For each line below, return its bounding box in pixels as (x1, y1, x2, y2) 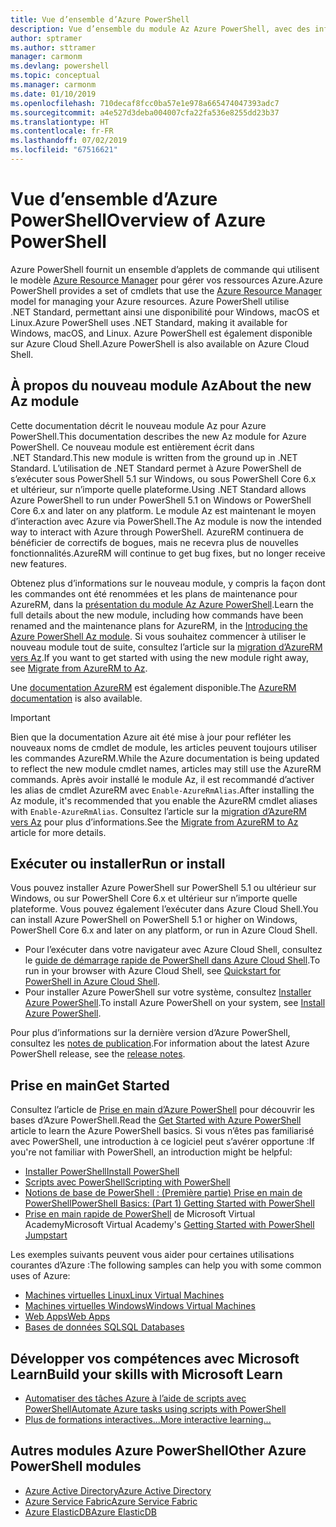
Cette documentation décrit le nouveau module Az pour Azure (10, 419, 267, 431)
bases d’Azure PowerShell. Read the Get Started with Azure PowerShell (10, 1114, 302, 1126)
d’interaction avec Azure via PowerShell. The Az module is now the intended (10, 515, 322, 527)
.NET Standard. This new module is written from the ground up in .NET (10, 451, 298, 463)
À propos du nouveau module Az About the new (10, 377, 312, 395)
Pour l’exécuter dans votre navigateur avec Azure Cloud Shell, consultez (24, 944, 323, 956)
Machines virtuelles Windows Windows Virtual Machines (24, 1300, 256, 1312)
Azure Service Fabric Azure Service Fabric (24, 1495, 198, 1507)
